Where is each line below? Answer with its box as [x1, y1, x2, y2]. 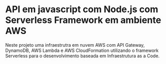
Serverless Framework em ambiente [5, 14, 161, 26]
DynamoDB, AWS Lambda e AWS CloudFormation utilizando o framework [5, 47, 159, 53]
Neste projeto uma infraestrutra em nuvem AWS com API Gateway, [5, 42, 145, 48]
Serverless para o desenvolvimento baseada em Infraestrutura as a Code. [5, 52, 160, 59]
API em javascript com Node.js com [5, 4, 158, 15]
